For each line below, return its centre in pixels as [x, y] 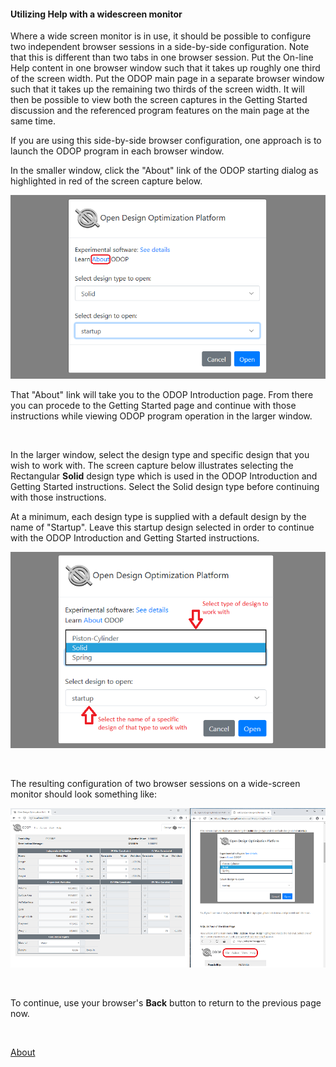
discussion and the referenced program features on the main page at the [160, 111]
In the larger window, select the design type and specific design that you [160, 454]
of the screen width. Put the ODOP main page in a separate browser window [167, 79]
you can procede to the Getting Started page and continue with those [153, 405]
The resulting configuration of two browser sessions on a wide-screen [155, 783]
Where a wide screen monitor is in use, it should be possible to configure [161, 36]
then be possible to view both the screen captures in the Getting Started [159, 100]
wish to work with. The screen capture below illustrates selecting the [152, 465]
